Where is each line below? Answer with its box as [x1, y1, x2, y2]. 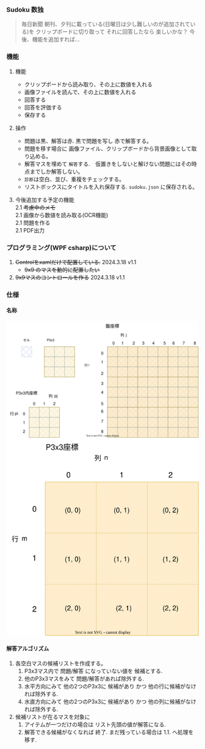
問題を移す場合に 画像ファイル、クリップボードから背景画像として [24, 145, 192, 152]
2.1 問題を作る [15, 219, 51, 226]
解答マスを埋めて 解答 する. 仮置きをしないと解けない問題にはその [24, 160, 192, 168]
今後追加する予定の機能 [15, 196, 74, 203]
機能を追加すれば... [32, 35, 80, 43]
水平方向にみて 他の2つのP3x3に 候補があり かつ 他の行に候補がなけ [24, 682, 196, 690]
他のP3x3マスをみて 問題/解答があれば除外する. [24, 674, 145, 682]
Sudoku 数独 [6, 5, 44, 13]
